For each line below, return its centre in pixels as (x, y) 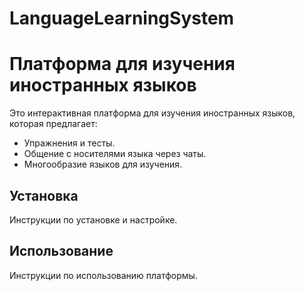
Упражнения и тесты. (69, 143)
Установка (44, 195)
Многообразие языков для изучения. (103, 164)
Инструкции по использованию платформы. (103, 275)
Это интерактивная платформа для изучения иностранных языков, (152, 113)
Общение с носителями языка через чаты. (115, 154)
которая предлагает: (53, 124)
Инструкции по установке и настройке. (93, 219)
